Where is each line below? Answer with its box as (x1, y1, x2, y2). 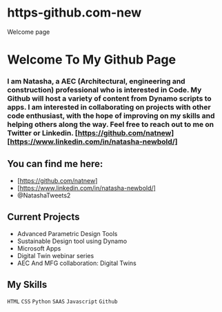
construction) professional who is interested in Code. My (7, 85, 202, 95)
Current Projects (7, 211, 80, 223)
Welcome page (7, 28, 50, 36)
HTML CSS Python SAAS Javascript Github (7, 298, 118, 305)
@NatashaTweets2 (17, 191, 71, 199)
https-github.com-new (7, 5, 142, 21)
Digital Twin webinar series (17, 251, 94, 260)
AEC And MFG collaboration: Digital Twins (17, 259, 137, 267)
